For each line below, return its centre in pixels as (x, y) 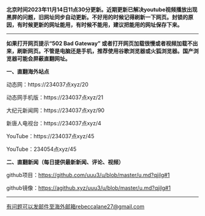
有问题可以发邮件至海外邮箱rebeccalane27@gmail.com (75, 207)
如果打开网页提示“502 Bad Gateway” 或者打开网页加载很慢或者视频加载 (97, 43)
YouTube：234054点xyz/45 (41, 149)
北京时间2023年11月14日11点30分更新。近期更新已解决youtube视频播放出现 (102, 9)
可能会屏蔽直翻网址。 (44, 58)
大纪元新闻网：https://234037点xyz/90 (56, 110)
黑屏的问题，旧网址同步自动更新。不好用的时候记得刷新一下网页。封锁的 (97, 17)
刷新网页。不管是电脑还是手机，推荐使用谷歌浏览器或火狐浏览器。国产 (105, 51)
